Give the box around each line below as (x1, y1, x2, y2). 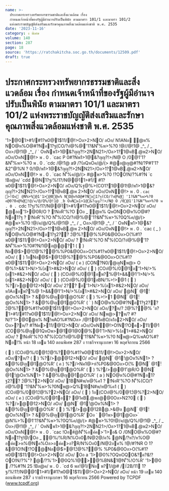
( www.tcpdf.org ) (5, 480, 39, 486)
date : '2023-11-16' (5, 26, 46, 31)
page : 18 (5, 45, 24, 50)
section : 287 (5, 40, 33, 45)
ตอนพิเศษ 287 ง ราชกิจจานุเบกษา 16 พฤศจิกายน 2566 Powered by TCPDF (5, 474, 141, 480)
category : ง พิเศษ (5, 31, 40, 36)
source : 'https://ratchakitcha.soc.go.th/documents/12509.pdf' (5, 50, 141, 55)
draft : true (5, 54, 30, 60)
